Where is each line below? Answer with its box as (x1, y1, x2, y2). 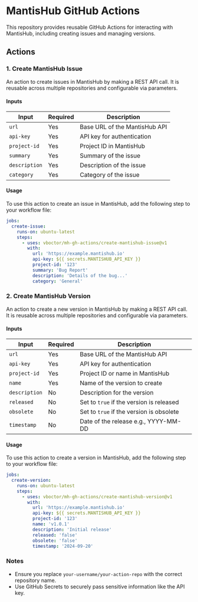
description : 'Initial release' (32, 527, 112, 532)
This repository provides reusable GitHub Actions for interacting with (6, 24, 173, 31)
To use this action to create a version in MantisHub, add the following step (6, 454, 186, 461)
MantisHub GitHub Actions (6, 4, 140, 18)
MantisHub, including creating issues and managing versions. (6, 29, 156, 37)
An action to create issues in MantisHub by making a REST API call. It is (6, 78, 180, 85)
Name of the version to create (80, 379, 163, 387)
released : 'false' (32, 532, 78, 538)
